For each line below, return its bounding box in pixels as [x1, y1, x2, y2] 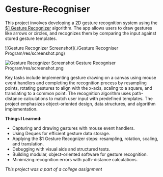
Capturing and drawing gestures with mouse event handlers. [12, 125, 135, 131]
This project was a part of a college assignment [5, 166, 102, 172]
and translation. [12, 141, 44, 146]
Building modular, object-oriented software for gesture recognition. [12, 151, 148, 157]
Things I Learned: [5, 115, 42, 121]
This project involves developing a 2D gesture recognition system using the [5, 20, 158, 26]
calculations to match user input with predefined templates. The [24, 95, 153, 102]
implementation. [5, 106, 38, 112]
